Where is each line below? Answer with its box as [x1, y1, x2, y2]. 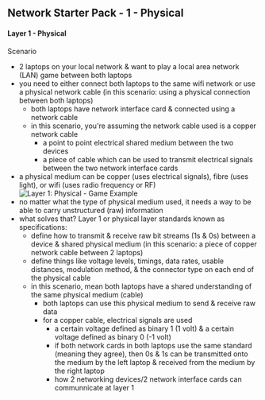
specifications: [18, 222, 67, 231]
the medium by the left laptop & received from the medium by [54, 357, 255, 367]
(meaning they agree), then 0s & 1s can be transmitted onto [54, 349, 248, 359]
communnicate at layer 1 [54, 383, 134, 392]
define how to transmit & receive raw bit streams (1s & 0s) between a [30, 231, 256, 240]
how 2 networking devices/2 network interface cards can [54, 374, 243, 384]
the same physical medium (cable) [30, 289, 144, 299]
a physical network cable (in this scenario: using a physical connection [18, 87, 251, 96]
